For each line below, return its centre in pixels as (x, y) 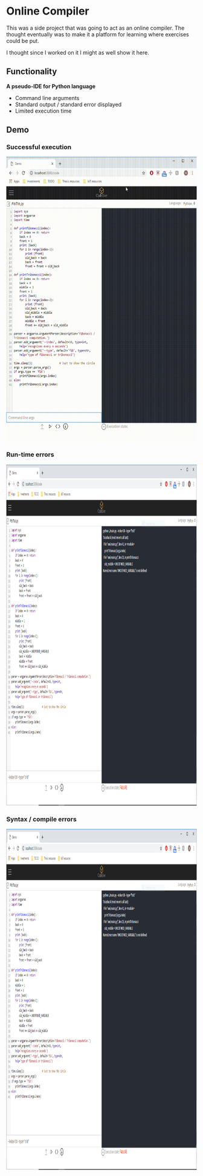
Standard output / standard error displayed (68, 104)
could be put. (23, 41)
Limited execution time (43, 111)
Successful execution (39, 147)
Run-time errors (30, 454)
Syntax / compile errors (41, 819)
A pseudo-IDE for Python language (51, 86)
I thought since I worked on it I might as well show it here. (78, 52)
